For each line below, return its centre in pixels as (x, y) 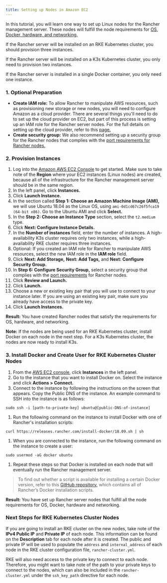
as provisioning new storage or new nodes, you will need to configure (84, 108)
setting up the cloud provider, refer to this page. (62, 130)
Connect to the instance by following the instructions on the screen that (86, 388)
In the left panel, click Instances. (46, 190)
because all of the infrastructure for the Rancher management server (83, 180)
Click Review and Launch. (40, 281)
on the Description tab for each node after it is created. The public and (78, 539)
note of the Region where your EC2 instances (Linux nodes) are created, (87, 174)
